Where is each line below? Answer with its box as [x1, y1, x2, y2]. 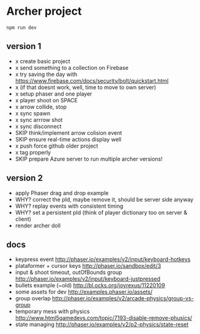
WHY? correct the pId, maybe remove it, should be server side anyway [15, 195, 194, 203]
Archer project [6, 4, 82, 18]
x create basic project [15, 57, 70, 65]
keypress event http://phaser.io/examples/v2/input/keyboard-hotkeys [15, 256, 191, 263]
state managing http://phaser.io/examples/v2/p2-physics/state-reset [15, 321, 189, 328]
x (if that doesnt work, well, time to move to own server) [15, 83, 157, 91]
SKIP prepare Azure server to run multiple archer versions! [15, 155, 163, 162]
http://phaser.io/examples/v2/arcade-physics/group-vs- [51, 295, 194, 302]
